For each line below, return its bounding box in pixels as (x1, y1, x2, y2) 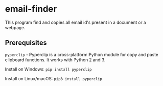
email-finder (5, 3, 57, 15)
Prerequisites (5, 39, 47, 47)
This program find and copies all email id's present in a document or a (5, 19, 146, 25)
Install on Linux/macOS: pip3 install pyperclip (5, 75, 103, 81)
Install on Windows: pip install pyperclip (5, 66, 92, 72)
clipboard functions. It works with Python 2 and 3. (5, 57, 106, 63)
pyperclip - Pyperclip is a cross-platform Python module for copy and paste (5, 52, 159, 57)
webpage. (5, 24, 25, 30)
